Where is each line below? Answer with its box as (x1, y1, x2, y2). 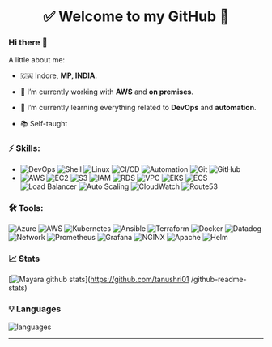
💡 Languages (8, 303, 62, 315)
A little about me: (8, 55, 66, 65)
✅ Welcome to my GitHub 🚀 (43, 7, 229, 26)
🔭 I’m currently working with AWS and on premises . (19, 87, 194, 96)
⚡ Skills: (8, 143, 40, 154)
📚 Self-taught (19, 119, 68, 129)
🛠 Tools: (8, 202, 44, 213)
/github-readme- (190, 275, 247, 285)
